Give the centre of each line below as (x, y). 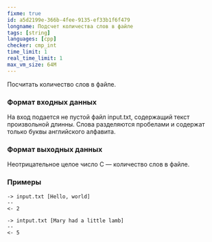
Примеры (24, 182)
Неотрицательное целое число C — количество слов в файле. (98, 164)
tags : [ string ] (29, 33)
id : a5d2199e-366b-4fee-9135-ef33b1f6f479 (69, 20)
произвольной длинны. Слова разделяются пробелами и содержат (106, 124)
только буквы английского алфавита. (61, 131)
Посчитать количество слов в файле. (62, 84)
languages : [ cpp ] (32, 39)
